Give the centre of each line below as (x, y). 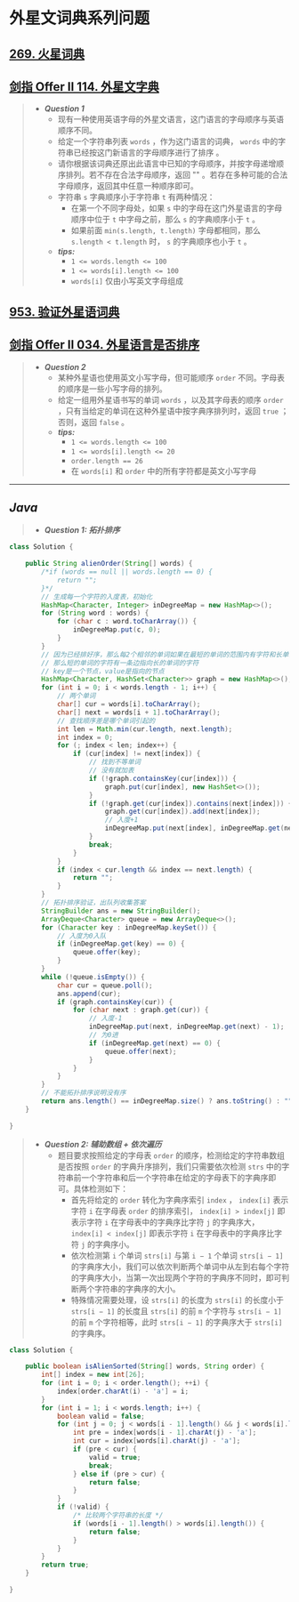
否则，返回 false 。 (93, 422)
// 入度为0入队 (81, 936)
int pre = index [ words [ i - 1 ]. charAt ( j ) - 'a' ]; (165, 1433)
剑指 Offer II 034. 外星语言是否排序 (105, 345)
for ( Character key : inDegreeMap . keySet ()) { (129, 927)
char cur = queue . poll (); (105, 985)
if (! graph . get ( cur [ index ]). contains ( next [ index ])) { (190, 803)
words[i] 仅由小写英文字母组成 (127, 281)
